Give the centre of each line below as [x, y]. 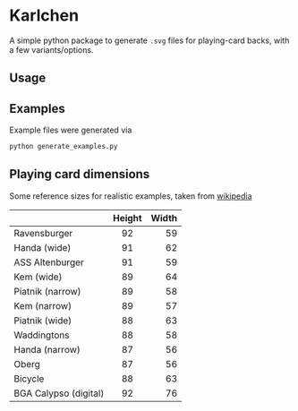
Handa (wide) [43, 247]
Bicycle [29, 379]
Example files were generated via [71, 130]
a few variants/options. [51, 49]
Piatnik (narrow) [48, 291]
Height [128, 218]
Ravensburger [43, 233]
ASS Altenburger [49, 262]
